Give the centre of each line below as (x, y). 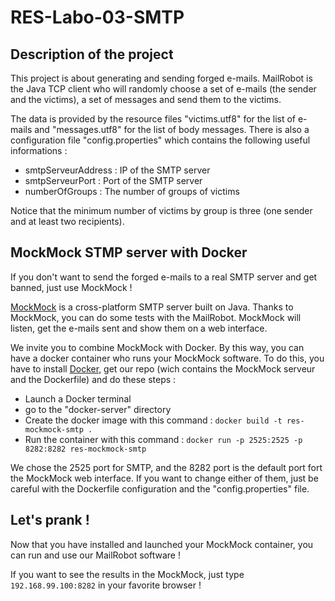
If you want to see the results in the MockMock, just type (127, 574)
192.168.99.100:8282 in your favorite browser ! (106, 585)
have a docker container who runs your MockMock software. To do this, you (167, 358)
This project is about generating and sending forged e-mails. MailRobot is (161, 78)
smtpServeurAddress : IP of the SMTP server (117, 170)
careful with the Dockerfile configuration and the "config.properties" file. (160, 488)
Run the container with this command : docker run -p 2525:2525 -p (163, 439)
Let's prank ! (50, 520)
